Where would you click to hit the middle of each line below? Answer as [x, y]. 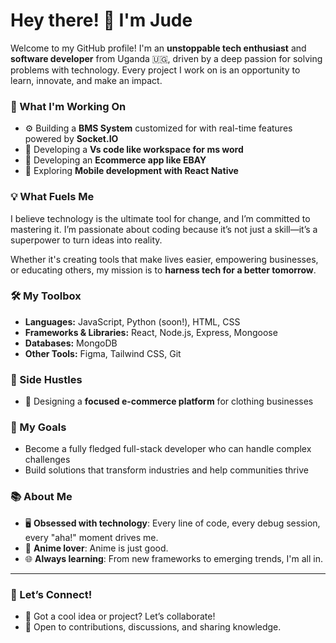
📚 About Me [41, 497]
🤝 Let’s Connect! [51, 594]
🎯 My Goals [38, 427]
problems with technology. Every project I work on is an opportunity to [155, 70]
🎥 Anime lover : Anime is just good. [96, 548]
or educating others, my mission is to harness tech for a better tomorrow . [163, 270]
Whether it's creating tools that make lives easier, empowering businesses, [164, 259]
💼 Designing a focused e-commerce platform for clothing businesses [169, 401]
